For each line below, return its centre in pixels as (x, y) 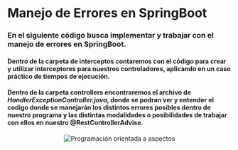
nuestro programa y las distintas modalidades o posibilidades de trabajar (117, 115)
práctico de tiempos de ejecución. (59, 76)
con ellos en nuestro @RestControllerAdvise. (75, 123)
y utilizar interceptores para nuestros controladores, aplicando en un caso (119, 68)
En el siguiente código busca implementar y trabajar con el (111, 36)
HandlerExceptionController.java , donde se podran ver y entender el (111, 100)
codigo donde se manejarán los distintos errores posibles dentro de (109, 107)
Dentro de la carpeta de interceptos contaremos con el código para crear (117, 61)
